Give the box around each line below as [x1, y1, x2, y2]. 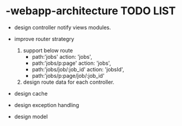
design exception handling [14, 101, 80, 108]
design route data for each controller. [23, 78, 114, 86]
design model [14, 113, 48, 120]
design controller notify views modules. [14, 24, 111, 31]
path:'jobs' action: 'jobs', [32, 53, 93, 60]
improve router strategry [14, 35, 75, 42]
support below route [23, 46, 73, 54]
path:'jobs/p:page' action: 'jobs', [32, 59, 111, 67]
